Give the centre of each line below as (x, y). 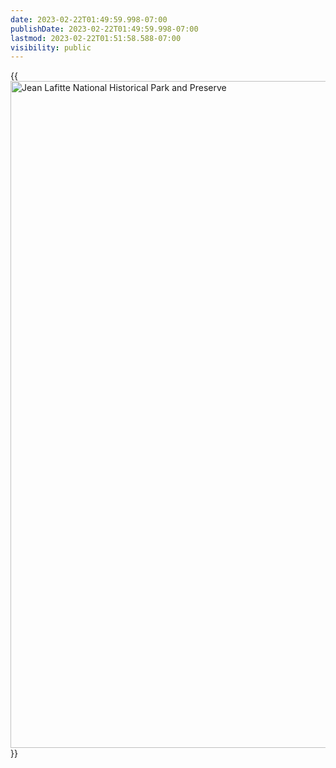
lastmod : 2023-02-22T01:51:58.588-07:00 (96, 38)
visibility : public (51, 47)
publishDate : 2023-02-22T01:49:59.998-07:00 (104, 29)
